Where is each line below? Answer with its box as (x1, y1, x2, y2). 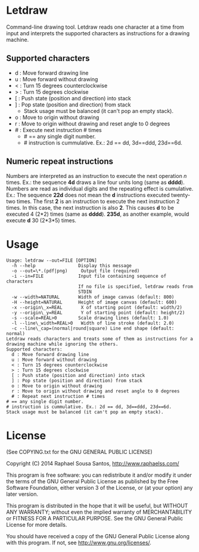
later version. (6, 490, 39, 498)
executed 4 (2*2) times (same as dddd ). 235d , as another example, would (6, 210, 189, 217)
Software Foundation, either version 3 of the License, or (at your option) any (6, 484, 193, 492)
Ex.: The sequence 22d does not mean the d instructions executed (6, 191, 170, 198)
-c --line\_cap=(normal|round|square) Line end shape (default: (11, 325, 175, 332)
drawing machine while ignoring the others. (6, 341, 119, 347)
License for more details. (6, 521, 67, 529)
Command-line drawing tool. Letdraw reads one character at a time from (6, 23, 185, 30)
